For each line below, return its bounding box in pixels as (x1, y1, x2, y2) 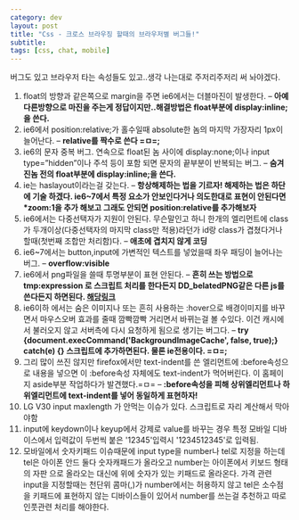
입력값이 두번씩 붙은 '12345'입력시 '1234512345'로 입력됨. (53, 434, 259, 446)
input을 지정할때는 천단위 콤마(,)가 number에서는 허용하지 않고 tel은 (22, 479, 261, 491)
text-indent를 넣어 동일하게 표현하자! (68, 390, 198, 401)
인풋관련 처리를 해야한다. (22, 501, 109, 513)
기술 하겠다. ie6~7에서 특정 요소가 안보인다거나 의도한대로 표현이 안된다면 (31, 191, 287, 202)
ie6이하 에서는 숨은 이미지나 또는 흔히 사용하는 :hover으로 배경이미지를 (22, 302, 270, 313)
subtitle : (10, 37, 47, 47)
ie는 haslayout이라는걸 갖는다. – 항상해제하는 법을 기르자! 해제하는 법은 (22, 180, 270, 191)
